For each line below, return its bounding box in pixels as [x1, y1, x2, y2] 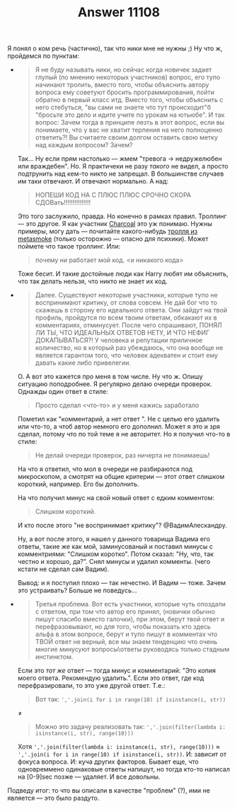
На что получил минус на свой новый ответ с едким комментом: [17, 494, 214, 502]
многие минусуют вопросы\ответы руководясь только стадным [35, 645, 230, 654]
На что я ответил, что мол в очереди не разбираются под [17, 465, 193, 473]
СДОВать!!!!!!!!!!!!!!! [35, 198, 91, 207]
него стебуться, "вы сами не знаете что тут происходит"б [35, 103, 211, 112]
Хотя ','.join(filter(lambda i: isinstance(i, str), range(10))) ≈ [17, 742, 221, 751]
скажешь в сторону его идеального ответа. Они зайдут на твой [35, 306, 228, 315]
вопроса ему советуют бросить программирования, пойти [35, 88, 214, 96]
